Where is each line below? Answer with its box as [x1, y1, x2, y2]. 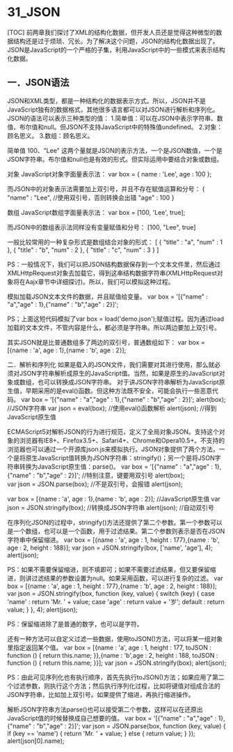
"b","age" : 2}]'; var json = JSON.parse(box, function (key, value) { [36, 721, 226, 730]
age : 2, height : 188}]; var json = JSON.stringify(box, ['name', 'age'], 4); [7, 543, 214, 552]
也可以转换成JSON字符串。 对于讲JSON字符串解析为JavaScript [37, 377, 219, 386]
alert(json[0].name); [7, 737, 65, 745]
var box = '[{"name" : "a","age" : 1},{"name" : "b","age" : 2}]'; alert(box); [20, 395, 226, 403]
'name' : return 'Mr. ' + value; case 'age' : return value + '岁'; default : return [7, 597, 225, 606]
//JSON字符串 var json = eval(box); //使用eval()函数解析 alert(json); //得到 [7, 404, 217, 412]
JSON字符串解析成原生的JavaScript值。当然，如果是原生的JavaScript [19, 369, 219, 377]
